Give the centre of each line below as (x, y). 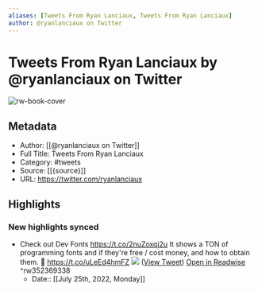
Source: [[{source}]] (53, 171)
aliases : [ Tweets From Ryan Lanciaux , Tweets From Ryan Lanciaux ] (120, 16)
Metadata (33, 126)
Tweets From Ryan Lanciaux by (113, 62)
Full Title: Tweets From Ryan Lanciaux (82, 154)
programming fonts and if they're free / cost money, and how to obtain (135, 252)
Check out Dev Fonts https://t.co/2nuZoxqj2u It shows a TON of (124, 244)
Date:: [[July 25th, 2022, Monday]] (88, 278)
